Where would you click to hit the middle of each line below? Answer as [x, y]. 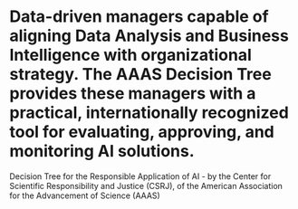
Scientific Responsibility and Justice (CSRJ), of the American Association [146, 185]
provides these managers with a [133, 94]
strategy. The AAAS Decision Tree [140, 75]
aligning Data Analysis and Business [149, 36]
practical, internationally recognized [149, 113]
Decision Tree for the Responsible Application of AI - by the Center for [140, 176]
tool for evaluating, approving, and [142, 132]
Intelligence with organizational [130, 55]
